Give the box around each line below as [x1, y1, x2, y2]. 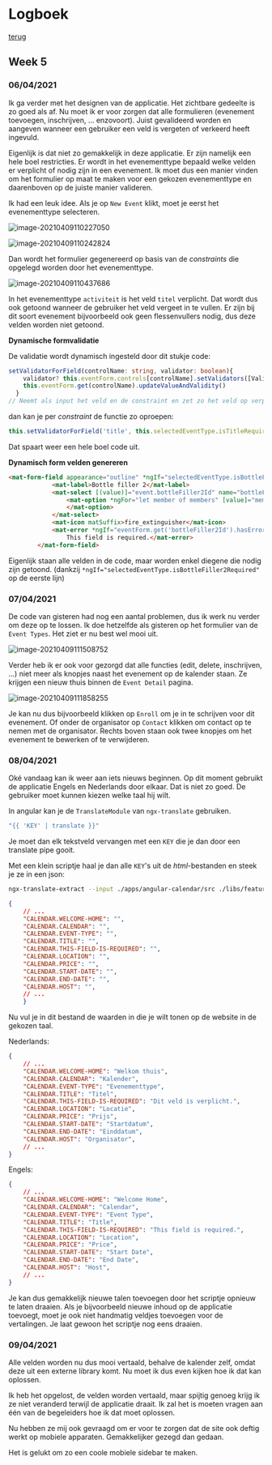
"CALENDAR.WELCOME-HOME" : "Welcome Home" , [23, 1196, 168, 1204]
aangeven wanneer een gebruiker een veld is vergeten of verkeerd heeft [8, 123, 250, 134]
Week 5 [8, 55, 47, 69]
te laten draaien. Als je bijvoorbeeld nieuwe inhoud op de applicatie [8, 1301, 232, 1311]
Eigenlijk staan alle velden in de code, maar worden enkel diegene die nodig [8, 556, 261, 566]
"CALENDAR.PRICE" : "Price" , [23, 1241, 117, 1249]
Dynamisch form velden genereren [8, 457, 128, 467]
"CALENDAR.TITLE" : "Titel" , [23, 1090, 117, 1098]
